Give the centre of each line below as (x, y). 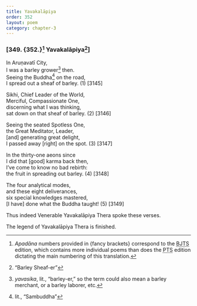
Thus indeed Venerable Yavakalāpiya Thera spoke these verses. (84, 215)
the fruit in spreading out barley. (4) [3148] (58, 174)
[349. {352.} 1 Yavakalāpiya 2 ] (48, 49)
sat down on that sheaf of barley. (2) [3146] (59, 114)
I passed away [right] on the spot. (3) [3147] (59, 144)
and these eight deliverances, (42, 191)
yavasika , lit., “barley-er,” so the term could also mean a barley (91, 279)
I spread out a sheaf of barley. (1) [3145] (55, 84)
